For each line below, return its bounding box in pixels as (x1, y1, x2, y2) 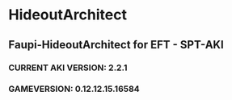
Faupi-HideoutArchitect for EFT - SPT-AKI (8, 38, 224, 52)
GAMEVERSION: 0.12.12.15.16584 (8, 83, 140, 94)
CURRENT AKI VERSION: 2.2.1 (8, 62, 128, 73)
